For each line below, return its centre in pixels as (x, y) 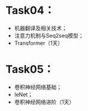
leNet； (24, 94)
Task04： (30, 10)
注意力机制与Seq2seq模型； (49, 35)
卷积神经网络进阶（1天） (44, 102)
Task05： (30, 70)
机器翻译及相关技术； (40, 28)
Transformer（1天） (39, 43)
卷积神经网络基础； (38, 87)
